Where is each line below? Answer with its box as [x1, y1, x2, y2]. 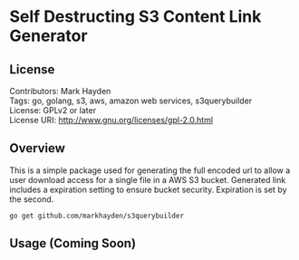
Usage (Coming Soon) [9, 236, 137, 251]
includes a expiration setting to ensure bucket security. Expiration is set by [9, 184, 287, 195]
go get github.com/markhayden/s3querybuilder [9, 211, 184, 220]
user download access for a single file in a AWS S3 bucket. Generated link [9, 174, 286, 185]
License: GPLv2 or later [9, 105, 97, 115]
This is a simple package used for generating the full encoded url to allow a [9, 165, 291, 176]
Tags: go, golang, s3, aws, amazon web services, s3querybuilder [9, 95, 253, 106]
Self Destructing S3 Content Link [9, 6, 262, 27]
